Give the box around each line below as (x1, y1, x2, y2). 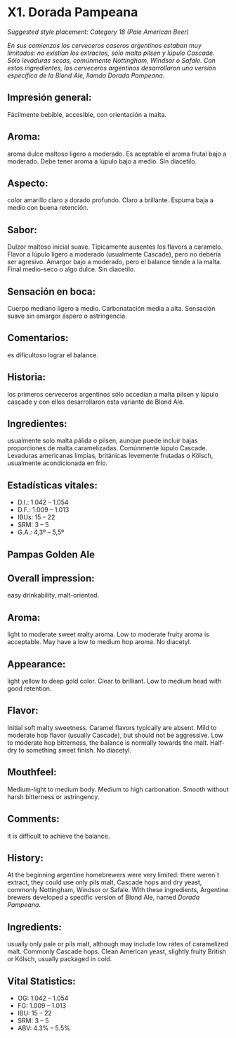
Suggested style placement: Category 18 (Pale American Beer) (7, 27, 190, 36)
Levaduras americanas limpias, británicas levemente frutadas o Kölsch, (7, 452, 214, 460)
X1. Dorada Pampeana (7, 4, 138, 20)
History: (7, 852, 44, 864)
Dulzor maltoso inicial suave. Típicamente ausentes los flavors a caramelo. (7, 242, 223, 251)
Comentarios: (7, 332, 69, 344)
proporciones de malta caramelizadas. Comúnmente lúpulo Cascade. (7, 444, 208, 452)
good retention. (7, 684, 52, 693)
